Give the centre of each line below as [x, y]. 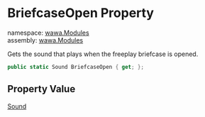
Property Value [41, 89]
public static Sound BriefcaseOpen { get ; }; [76, 67]
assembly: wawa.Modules [45, 40]
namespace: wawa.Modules [49, 33]
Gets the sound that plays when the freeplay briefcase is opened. [103, 54]
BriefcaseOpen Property [81, 13]
